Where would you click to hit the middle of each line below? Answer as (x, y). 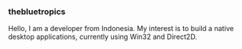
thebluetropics (37, 12)
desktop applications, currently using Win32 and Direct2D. (103, 37)
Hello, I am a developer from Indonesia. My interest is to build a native (121, 29)
